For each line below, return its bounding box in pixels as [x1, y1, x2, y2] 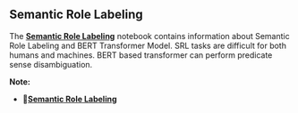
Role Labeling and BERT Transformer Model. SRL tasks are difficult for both [9, 40, 286, 51]
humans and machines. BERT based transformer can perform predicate [9, 49, 273, 61]
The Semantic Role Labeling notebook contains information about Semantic [9, 30, 290, 41]
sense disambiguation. [9, 59, 93, 69]
